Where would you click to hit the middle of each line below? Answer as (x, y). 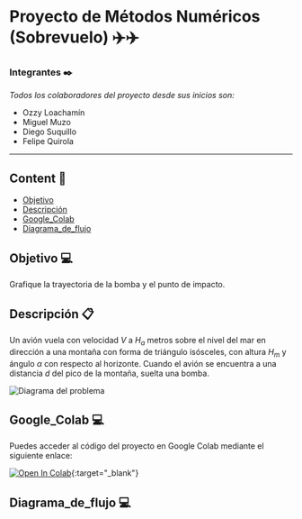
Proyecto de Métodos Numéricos (135, 17)
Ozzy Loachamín (53, 113)
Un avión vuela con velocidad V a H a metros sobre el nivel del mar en (138, 341)
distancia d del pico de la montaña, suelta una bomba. (109, 373)
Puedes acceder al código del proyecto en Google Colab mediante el (137, 446)
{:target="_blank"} (105, 473)
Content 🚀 (38, 178)
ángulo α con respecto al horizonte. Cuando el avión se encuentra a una (143, 363)
